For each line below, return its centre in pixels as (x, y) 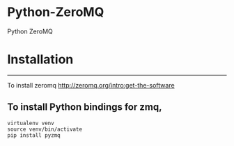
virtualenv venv (31, 123)
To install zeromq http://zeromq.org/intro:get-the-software (91, 85)
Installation (40, 59)
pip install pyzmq (34, 135)
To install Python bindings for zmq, (85, 107)
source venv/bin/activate (45, 129)
